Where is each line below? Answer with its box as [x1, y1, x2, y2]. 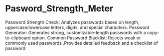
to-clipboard [5, 35, 31, 41]
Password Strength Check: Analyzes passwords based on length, [5, 19, 140, 25]
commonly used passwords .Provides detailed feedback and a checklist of [5, 40, 158, 46]
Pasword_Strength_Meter [5, 3, 114, 14]
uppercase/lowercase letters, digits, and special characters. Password [5, 24, 150, 30]
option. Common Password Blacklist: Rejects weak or [31, 35, 141, 41]
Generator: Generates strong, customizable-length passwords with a [5, 29, 146, 35]
